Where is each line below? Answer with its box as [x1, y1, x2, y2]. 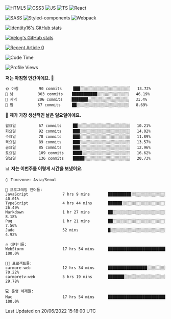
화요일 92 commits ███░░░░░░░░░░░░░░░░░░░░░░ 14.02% [5, 129, 151, 134]
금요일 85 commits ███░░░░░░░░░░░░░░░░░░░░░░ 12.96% [5, 145, 151, 150]
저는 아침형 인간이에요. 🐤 [5, 75, 55, 81]
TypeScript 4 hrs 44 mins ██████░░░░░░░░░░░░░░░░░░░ [5, 201, 166, 206]
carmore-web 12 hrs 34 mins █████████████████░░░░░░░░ [5, 265, 166, 270]
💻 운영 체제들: [5, 289, 34, 294]
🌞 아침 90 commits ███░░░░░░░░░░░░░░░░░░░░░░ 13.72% [5, 86, 152, 91]
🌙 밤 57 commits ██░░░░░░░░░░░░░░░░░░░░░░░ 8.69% [5, 102, 148, 108]
